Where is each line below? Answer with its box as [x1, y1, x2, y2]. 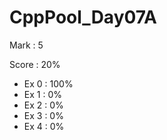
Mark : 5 [9, 39, 44, 51]
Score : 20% [9, 58, 61, 70]
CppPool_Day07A [9, 6, 157, 29]
